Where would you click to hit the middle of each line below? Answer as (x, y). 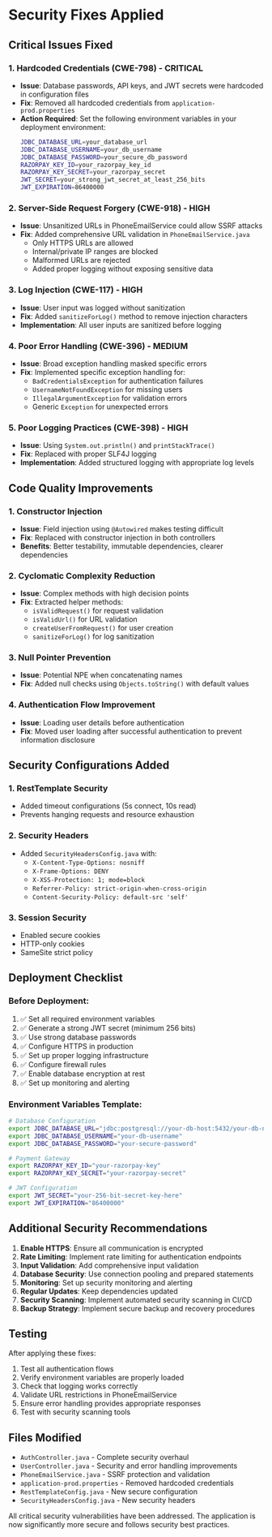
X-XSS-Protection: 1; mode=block (89, 880)
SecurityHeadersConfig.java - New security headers (108, 1500)
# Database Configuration (52, 1122)
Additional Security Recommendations (108, 1228)
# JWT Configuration (43, 1188)
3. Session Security (48, 917)
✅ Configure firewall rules (63, 1064)
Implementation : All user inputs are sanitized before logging (121, 325)
